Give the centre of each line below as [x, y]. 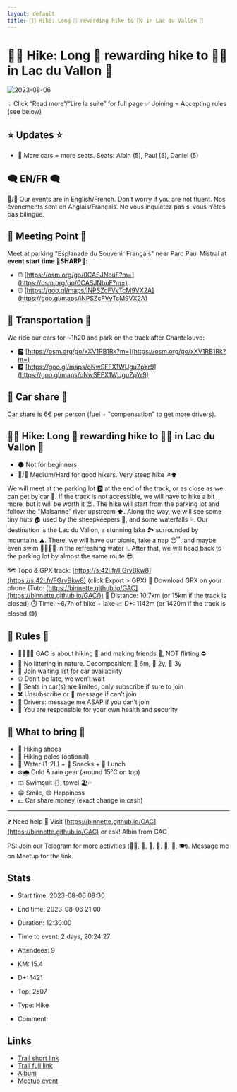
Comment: [32, 1018]
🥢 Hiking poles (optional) [53, 756]
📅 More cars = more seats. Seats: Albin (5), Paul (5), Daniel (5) [108, 156]
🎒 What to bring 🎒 [47, 732]
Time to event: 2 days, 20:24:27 [64, 936]
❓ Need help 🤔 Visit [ [37, 821]
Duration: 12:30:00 [44, 923]
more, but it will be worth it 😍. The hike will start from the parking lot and [114, 504]
